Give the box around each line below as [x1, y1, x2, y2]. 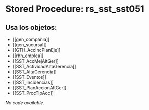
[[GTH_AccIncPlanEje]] [12, 47, 61, 53]
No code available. [5, 100, 44, 106]
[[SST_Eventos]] [12, 74, 46, 80]
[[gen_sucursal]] [12, 42, 47, 48]
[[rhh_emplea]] [12, 52, 44, 59]
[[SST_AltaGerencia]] [12, 69, 57, 75]
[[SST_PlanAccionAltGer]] [12, 85, 67, 91]
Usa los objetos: [5, 23, 57, 32]
